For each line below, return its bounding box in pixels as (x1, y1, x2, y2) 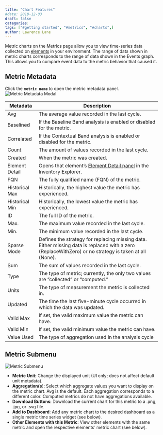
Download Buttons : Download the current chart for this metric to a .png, (12, 399, 157, 404)
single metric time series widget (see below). (12, 414, 102, 420)
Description (83, 102, 111, 109)
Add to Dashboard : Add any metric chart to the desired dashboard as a (12, 409, 155, 415)
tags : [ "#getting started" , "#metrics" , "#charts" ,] (5, 25, 114, 30)
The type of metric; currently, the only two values (38, 270, 151, 276)
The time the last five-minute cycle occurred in (38, 298, 147, 305)
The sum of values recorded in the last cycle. (38, 262, 141, 269)
